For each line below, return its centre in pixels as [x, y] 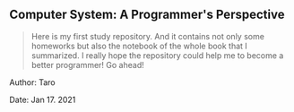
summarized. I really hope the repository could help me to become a [157, 55]
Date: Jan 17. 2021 [43, 99]
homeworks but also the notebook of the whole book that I [139, 46]
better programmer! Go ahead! [88, 65]
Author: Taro [32, 82]
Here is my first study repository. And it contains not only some [147, 36]
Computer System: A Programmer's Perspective [147, 15]
